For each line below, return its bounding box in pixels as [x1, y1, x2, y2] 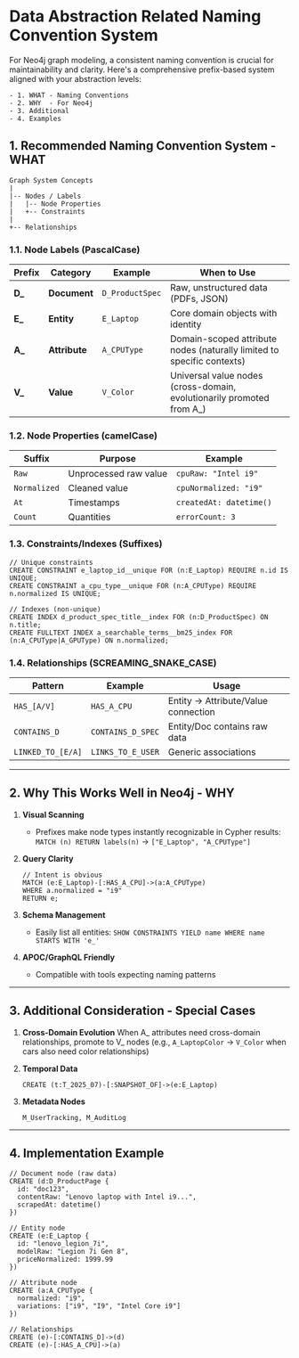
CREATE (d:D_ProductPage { [9, 1177, 109, 1186]
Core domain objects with [170, 307, 278, 320]
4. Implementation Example [9, 1145, 165, 1160]
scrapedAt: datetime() [17, 1200, 101, 1209]
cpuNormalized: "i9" [176, 483, 263, 494]
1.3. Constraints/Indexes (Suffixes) [9, 537, 163, 550]
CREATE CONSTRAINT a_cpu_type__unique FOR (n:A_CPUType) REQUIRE [9, 581, 256, 590]
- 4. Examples [9, 114, 62, 123]
